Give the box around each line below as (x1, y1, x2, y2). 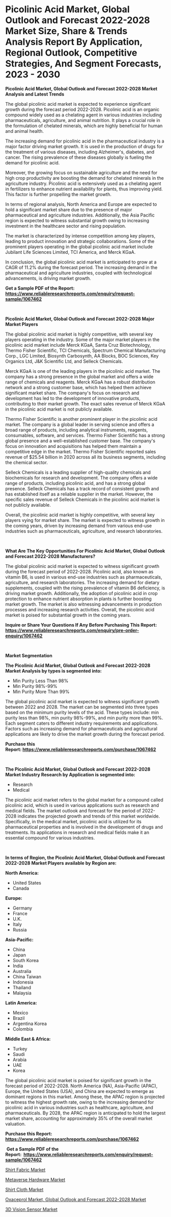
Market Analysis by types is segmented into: (5, 667, 102, 674)
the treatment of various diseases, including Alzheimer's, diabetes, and (5, 149, 155, 155)
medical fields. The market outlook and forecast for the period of (5, 807, 141, 814)
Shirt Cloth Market (5, 1186, 44, 1192)
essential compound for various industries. (5, 834, 95, 841)
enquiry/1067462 (5, 632, 43, 639)
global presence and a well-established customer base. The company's (5, 438, 156, 444)
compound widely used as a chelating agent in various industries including (5, 111, 162, 118)
